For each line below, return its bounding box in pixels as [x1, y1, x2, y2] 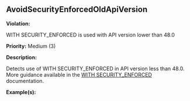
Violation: [6, 20, 30, 27]
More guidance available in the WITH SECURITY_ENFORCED [6, 71, 152, 78]
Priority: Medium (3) [6, 42, 56, 49]
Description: [6, 53, 37, 60]
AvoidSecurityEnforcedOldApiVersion [6, 5, 148, 15]
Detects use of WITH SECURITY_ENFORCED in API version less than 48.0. [6, 65, 185, 72]
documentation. [6, 77, 44, 84]
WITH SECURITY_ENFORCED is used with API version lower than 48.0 [6, 31, 175, 38]
